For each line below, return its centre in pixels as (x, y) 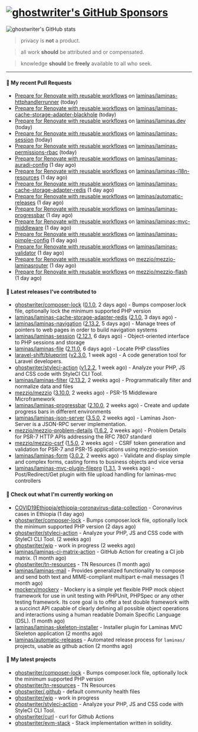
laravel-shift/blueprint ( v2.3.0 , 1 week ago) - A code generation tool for (100, 355)
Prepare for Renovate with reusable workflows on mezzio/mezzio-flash (101, 272)
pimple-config (32, 240)
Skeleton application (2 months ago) (59, 633)
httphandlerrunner (37, 102)
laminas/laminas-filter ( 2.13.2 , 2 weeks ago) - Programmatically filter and (103, 380)
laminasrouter (31, 266)
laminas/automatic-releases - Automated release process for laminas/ (100, 640)
